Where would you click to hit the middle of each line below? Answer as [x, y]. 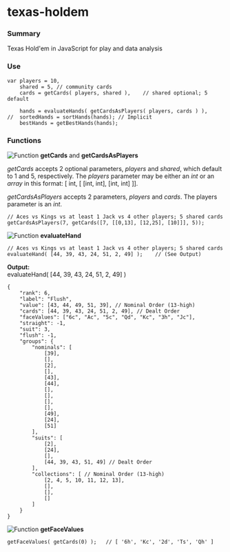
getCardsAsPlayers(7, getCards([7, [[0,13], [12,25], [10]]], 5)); [106, 223]
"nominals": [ [52, 348]
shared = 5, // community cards [66, 87]
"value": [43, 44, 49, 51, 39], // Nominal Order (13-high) [107, 305]
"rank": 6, [35, 293]
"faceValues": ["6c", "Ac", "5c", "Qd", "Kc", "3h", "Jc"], [107, 317]
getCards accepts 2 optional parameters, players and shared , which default [115, 169]
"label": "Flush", [46, 299]
